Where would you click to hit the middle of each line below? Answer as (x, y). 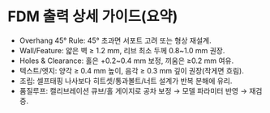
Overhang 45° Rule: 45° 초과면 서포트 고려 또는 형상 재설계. (115, 40)
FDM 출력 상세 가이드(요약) (93, 17)
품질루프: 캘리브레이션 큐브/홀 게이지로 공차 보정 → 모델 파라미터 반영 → (133, 90)
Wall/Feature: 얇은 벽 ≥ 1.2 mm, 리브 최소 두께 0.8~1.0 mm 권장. (122, 50)
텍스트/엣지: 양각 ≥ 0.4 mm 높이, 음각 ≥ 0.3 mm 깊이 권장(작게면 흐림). (131, 70)
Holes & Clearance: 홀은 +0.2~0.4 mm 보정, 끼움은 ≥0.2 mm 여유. (126, 61)
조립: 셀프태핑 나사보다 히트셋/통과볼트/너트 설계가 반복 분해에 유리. (126, 81)
